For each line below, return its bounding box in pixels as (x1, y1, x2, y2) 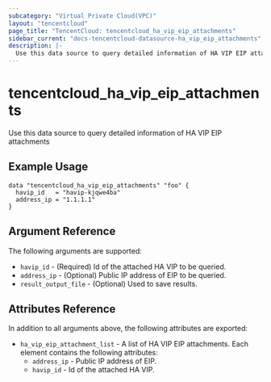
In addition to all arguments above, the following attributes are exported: (8, 324, 248, 334)
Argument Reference (8, 225, 116, 238)
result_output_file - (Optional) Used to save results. (19, 279, 198, 288)
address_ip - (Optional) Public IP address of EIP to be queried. (19, 270, 227, 279)
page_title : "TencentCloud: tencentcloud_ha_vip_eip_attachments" (8, 27, 236, 35)
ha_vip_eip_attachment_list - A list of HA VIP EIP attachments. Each (19, 339, 248, 349)
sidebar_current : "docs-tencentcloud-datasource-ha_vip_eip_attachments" (8, 34, 262, 43)
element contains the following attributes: (19, 348, 159, 358)
